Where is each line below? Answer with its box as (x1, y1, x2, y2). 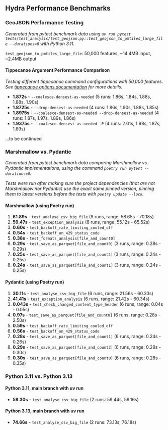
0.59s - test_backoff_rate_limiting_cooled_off (12, 322, 113, 328)
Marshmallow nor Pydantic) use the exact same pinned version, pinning (5, 185, 154, 192)
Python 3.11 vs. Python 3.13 (5, 372, 73, 379)
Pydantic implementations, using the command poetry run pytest (5, 165, 143, 171)
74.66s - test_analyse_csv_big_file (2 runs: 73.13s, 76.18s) (12, 419, 137, 425)
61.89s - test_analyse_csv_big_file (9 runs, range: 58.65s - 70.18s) (12, 214, 154, 220)
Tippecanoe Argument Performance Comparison (5, 67, 110, 73)
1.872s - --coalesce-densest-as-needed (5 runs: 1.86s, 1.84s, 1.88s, (12, 93, 152, 100)
